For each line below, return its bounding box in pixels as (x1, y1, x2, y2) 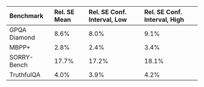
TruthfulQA (9, 71, 41, 78)
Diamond (9, 33, 35, 41)
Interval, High (144, 15, 185, 24)
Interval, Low (89, 15, 127, 24)
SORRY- (9, 53, 33, 61)
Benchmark (9, 12, 44, 20)
